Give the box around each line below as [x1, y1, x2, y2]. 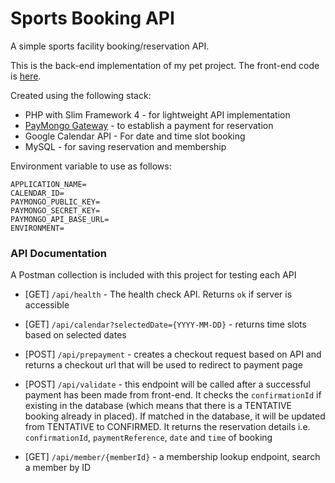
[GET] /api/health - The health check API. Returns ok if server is [24, 288, 293, 301]
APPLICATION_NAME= [10, 179, 87, 189]
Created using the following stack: [10, 89, 152, 101]
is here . [10, 70, 42, 82]
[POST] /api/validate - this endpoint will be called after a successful [24, 378, 311, 391]
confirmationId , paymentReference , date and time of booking [24, 432, 273, 444]
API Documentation [10, 246, 108, 260]
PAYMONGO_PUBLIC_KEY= [10, 197, 101, 207]
